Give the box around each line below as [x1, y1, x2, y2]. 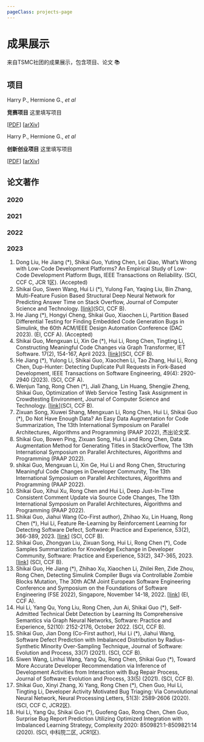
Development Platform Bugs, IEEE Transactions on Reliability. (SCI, [30, 271, 197, 278]
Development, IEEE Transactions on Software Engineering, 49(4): [15, 369, 179, 376]
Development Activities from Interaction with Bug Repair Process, [15, 668, 180, 676]
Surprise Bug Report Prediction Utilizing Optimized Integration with [15, 715, 183, 722]
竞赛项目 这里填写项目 [7, 109, 62, 116]
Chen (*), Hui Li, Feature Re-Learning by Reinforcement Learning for [15, 519, 187, 527]
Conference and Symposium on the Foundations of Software [15, 584, 168, 592]
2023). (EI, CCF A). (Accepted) [15, 330, 93, 338]
